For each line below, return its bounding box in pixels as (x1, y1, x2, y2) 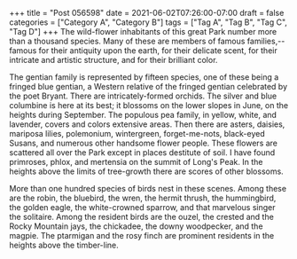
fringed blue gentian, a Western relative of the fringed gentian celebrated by (9, 82, 288, 91)
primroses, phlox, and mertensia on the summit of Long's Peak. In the (9, 157, 263, 167)
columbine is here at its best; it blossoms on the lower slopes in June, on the (9, 100, 289, 110)
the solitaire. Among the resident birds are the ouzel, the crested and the (9, 212, 275, 222)
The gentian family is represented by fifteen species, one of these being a (9, 72, 279, 82)
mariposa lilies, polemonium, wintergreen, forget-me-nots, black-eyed (9, 129, 266, 138)
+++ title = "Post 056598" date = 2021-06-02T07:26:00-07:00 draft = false (9, 8, 285, 18)
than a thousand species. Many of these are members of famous (9, 35, 246, 46)
